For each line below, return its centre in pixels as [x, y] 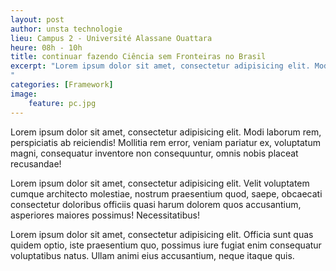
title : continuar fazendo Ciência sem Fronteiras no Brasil [138, 57]
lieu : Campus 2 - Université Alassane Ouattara [111, 38]
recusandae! [36, 163]
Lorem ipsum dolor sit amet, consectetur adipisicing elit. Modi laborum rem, [166, 132]
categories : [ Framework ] [62, 85]
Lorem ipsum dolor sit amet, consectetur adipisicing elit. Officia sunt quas [162, 234]
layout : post [37, 19]
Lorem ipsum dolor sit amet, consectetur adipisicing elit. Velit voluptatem [160, 183]
